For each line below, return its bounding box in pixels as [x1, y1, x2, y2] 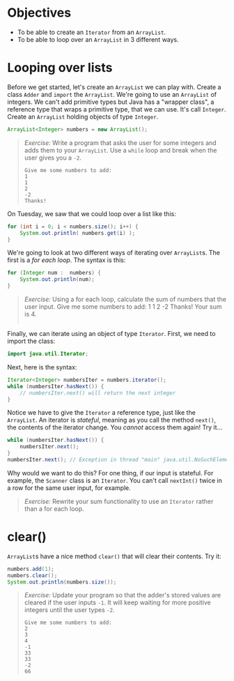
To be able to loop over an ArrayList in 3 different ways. [17, 35, 179, 43]
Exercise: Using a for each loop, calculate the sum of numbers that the [24, 295, 226, 303]
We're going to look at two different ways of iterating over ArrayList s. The [7, 249, 221, 257]
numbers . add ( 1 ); [7, 565, 54, 572]
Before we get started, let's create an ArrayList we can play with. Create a [7, 82, 221, 91]
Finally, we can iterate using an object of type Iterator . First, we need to [7, 330, 216, 337]
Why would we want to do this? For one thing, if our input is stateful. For [7, 468, 214, 477]
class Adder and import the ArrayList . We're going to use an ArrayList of [7, 90, 217, 98]
